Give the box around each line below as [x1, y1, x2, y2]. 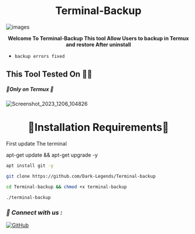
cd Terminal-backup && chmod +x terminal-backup [6, 184, 127, 190]
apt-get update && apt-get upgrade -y [6, 152, 98, 159]
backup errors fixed [14, 53, 65, 59]
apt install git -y [6, 163, 54, 169]
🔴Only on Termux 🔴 [6, 85, 54, 92]
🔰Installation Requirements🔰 [28, 121, 169, 134]
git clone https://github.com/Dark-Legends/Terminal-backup [6, 174, 156, 180]
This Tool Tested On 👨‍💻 [6, 69, 93, 80]
